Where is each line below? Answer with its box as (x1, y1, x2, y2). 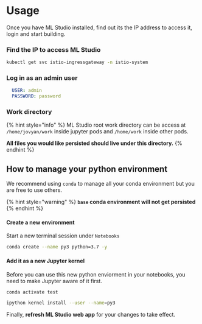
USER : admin (12, 88, 43, 94)
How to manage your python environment (6, 164, 168, 174)
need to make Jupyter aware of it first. (6, 277, 102, 284)
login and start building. (6, 30, 66, 37)
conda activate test (6, 289, 59, 295)
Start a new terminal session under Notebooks (6, 232, 120, 239)
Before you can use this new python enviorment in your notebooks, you (6, 270, 186, 278)
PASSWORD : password (12, 93, 61, 99)
